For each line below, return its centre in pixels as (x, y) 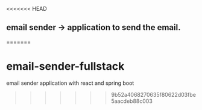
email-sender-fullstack (65, 66)
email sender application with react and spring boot (70, 83)
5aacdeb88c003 (132, 101)
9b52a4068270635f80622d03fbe (153, 94)
